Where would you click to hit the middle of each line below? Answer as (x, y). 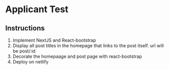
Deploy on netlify (31, 62)
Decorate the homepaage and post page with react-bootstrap (77, 56)
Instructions (25, 28)
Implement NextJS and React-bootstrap (54, 40)
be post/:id (24, 51)
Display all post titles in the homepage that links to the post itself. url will (88, 46)
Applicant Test (37, 9)
